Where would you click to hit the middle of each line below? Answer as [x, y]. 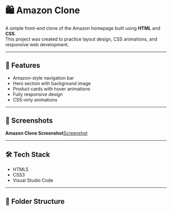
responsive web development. [37, 44]
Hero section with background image [52, 83]
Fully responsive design [38, 94]
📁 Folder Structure [35, 201]
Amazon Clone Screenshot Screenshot [47, 133]
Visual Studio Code [33, 180]
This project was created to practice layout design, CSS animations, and [81, 39]
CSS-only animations [35, 100]
